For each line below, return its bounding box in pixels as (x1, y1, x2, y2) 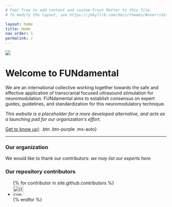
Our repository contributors (5, 168, 76, 175)
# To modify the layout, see (5, 12, 68, 17)
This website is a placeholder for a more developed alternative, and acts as (5, 111, 165, 117)
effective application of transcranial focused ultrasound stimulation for (5, 90, 154, 96)
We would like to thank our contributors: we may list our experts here (5, 155, 151, 161)
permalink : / (5, 36, 33, 41)
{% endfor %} (12, 196, 42, 202)
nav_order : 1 (5, 31, 33, 36)
